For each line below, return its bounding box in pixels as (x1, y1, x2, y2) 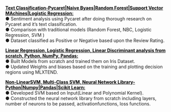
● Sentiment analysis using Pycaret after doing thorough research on (5, 16, 152, 21)
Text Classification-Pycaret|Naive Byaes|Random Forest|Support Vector (5, 5, 163, 11)
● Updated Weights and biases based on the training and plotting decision (5, 64, 163, 70)
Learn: (71, 84, 85, 91)
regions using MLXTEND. (5, 69, 58, 75)
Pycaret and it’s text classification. (5, 21, 78, 27)
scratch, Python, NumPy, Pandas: (5, 53, 78, 59)
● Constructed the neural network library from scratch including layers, (5, 95, 157, 101)
